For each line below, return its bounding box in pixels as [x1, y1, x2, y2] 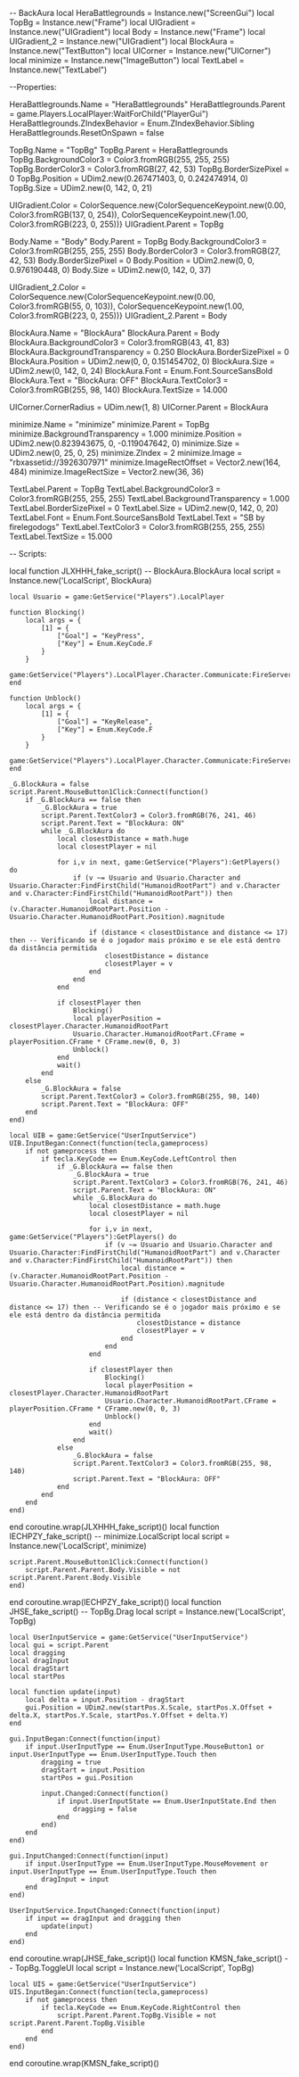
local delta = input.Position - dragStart [25, 1695, 185, 1704]
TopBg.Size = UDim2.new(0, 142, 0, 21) [9, 183, 153, 193]
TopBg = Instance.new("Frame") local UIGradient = [9, 17, 197, 28]
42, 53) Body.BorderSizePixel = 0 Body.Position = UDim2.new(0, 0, [9, 255, 255, 266]
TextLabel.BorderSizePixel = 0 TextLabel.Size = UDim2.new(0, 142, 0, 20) [9, 503, 279, 513]
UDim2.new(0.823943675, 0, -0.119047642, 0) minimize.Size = [9, 438, 240, 449]
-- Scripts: [9, 549, 47, 559]
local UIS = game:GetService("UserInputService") [9, 1980, 198, 1989]
